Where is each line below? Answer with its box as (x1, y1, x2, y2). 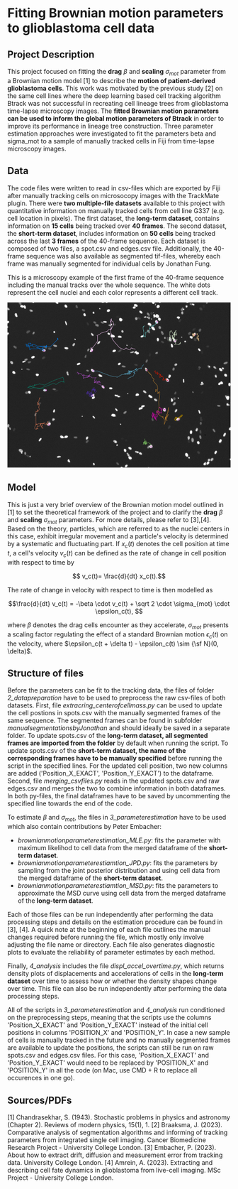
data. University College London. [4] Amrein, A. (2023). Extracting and (7, 1158, 213, 1167)
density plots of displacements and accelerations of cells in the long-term (7, 970, 224, 978)
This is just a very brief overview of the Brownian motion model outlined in (7, 500, 225, 509)
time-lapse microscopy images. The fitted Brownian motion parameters (7, 107, 220, 115)
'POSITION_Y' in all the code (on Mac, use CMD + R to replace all (7, 1066, 198, 1075)
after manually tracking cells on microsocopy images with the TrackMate (7, 191, 220, 200)
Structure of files (7, 668, 84, 680)
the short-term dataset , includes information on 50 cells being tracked (7, 229, 216, 237)
